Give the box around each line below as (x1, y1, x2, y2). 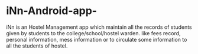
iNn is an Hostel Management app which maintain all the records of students (6, 23, 192, 31)
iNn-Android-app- (6, 4, 98, 18)
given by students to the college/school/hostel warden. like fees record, (6, 29, 181, 36)
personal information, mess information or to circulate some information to (6, 36, 187, 43)
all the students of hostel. (6, 42, 68, 49)
